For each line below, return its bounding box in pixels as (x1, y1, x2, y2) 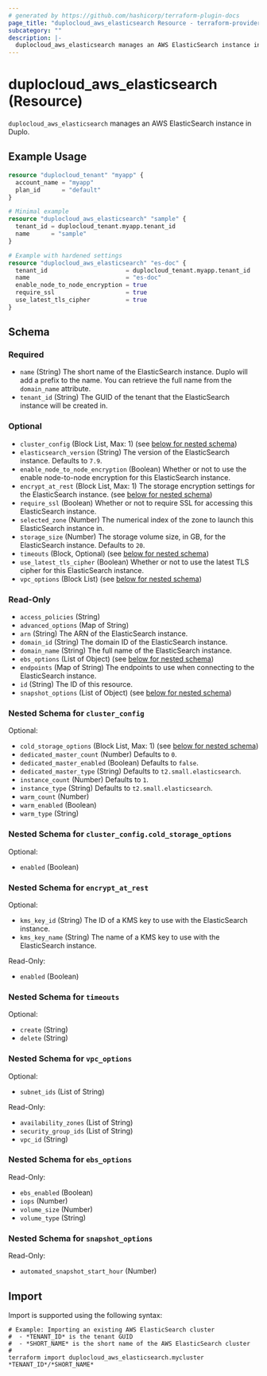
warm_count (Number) (19, 792, 90, 801)
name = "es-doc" (15, 273, 161, 282)
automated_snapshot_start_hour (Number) (19, 1266, 157, 1276)
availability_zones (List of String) (19, 1118, 133, 1127)
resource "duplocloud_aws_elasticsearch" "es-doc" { (8, 259, 187, 267)
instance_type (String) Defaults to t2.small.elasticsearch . (19, 784, 213, 793)
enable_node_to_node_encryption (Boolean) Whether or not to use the (19, 464, 247, 474)
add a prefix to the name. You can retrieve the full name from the (19, 375, 232, 386)
